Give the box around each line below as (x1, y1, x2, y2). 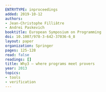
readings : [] (5, 57, 32, 62)
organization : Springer (5, 43, 54, 48)
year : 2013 (5, 66, 27, 71)
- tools (5, 75, 21, 80)
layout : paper (5, 39, 34, 44)
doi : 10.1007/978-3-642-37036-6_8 (5, 35, 76, 39)
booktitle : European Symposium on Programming (5, 30, 102, 35)
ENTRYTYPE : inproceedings (5, 7, 58, 12)
